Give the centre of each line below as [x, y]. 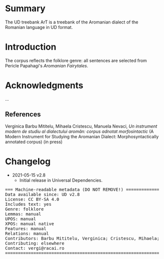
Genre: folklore [24, 209]
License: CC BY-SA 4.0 [32, 199]
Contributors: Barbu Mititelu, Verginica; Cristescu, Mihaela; [82, 238]
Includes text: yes [28, 204]
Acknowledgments [44, 86]
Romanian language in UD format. [39, 27]
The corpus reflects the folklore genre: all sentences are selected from [76, 60]
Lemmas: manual [23, 214]
